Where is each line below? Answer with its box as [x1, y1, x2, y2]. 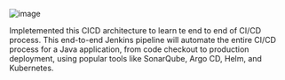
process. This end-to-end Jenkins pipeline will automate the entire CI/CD [9, 35, 277, 45]
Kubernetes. [9, 62, 54, 73]
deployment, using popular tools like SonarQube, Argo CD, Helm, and [9, 54, 262, 63]
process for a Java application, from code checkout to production [9, 44, 249, 55]
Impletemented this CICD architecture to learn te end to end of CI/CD [9, 25, 262, 35]
